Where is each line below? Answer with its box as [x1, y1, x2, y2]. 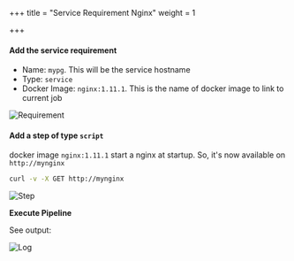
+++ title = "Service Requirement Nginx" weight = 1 [9, 8, 196, 18]
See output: [9, 225, 51, 235]
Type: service [21, 74, 73, 85]
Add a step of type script [9, 130, 104, 141]
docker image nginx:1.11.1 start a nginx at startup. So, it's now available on [9, 150, 286, 160]
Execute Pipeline [9, 208, 72, 219]
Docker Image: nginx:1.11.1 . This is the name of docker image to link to [21, 83, 284, 94]
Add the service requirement [9, 44, 117, 56]
